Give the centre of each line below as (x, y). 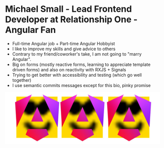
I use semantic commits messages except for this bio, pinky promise (81, 85)
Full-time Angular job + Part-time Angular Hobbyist (64, 43)
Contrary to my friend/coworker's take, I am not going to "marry (77, 54)
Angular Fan (30, 30)
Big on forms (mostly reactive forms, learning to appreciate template (81, 64)
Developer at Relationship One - (71, 19)
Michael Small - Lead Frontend (68, 9)
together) (22, 80)
